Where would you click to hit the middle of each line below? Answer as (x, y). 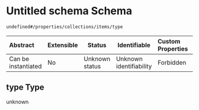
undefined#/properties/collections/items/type (65, 27)
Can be (19, 59)
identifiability (134, 66)
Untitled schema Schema (69, 11)
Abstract (22, 45)
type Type (25, 87)
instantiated (25, 66)
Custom (169, 41)
